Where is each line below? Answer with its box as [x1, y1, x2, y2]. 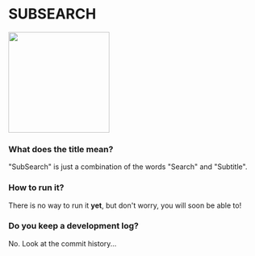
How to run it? [8, 182, 65, 193]
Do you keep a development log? [8, 221, 140, 232]
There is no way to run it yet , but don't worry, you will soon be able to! [8, 200, 242, 210]
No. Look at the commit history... [8, 238, 117, 248]
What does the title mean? [8, 143, 114, 155]
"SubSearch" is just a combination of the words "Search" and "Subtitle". [8, 162, 248, 171]
